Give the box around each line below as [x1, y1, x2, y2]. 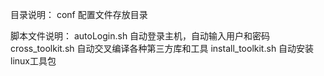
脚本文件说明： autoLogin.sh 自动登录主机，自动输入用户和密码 [10, 30, 271, 42]
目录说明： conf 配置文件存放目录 [10, 9, 148, 20]
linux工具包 [10, 55, 57, 67]
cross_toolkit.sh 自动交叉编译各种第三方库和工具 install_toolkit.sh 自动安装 [10, 43, 315, 54]
